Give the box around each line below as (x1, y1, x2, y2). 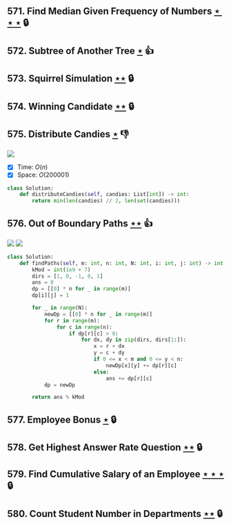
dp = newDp (43, 381, 76, 389)
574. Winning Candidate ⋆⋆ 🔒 (7, 100, 134, 113)
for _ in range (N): (32, 304, 88, 311)
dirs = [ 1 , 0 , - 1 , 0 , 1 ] (32, 273, 103, 280)
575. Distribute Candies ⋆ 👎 (7, 128, 130, 140)
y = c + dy (93, 349, 125, 356)
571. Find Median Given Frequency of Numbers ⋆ (7, 6, 221, 17)
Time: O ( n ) (17, 163, 48, 171)
